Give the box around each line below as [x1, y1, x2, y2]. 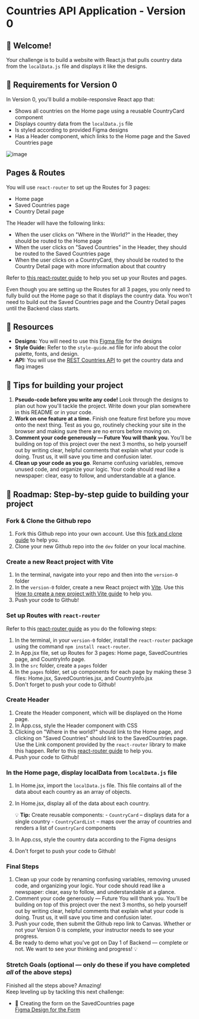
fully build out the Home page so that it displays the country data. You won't [6, 292, 192, 299]
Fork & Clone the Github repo [6, 517, 91, 525]
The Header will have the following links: [6, 219, 105, 226]
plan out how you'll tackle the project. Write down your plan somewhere [14, 402, 191, 409]
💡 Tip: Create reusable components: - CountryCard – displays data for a [14, 812, 189, 819]
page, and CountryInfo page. [14, 655, 86, 663]
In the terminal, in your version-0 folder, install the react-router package [14, 636, 194, 644]
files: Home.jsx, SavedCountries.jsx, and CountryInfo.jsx [14, 675, 153, 682]
